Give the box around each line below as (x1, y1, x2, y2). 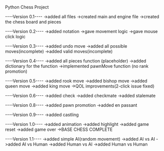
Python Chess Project (5, 4, 49, 10)
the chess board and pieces (5, 19, 61, 25)
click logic (5, 34, 26, 39)
